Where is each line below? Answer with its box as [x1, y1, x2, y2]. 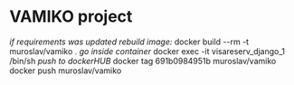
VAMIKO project [9, 6, 133, 27]
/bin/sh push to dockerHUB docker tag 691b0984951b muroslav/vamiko [9, 55, 277, 66]
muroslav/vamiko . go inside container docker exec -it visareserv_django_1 [9, 45, 286, 56]
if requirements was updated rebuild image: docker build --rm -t [9, 36, 250, 47]
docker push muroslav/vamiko [9, 65, 122, 76]
